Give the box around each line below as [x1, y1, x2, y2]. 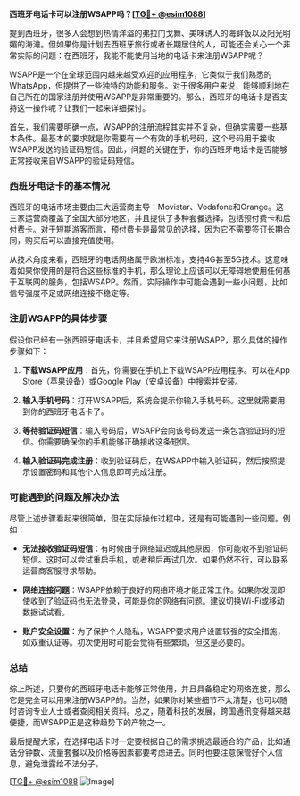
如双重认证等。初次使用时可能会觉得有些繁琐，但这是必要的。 [21, 637, 250, 648]
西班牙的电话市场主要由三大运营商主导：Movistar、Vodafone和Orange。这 [9, 201, 284, 213]
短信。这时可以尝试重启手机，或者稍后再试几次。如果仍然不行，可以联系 [21, 554, 288, 564]
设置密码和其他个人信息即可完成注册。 [29, 466, 171, 477]
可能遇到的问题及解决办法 [9, 491, 120, 504]
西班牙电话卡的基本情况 [9, 179, 110, 191]
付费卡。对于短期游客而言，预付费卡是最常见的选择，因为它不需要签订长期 [9, 224, 283, 235]
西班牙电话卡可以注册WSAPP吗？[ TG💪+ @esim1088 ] [9, 9, 207, 19]
